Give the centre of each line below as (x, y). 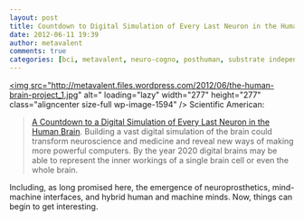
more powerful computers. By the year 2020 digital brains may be (154, 151)
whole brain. (55, 170)
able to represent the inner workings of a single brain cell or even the (160, 160)
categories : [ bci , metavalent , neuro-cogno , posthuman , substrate (137, 60)
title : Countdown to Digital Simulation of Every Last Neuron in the (143, 26)
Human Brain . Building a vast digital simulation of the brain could (152, 131)
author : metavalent (46, 43)
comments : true (38, 51)
